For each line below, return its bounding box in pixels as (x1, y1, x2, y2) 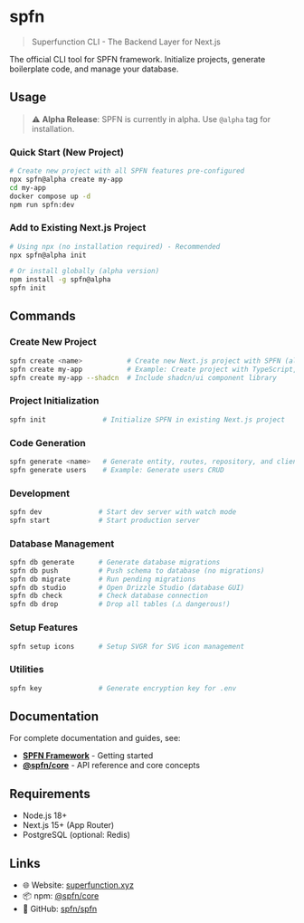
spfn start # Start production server (9, 516, 201, 525)
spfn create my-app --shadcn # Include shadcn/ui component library (9, 373, 278, 382)
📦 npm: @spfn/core (22, 890, 100, 901)
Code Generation (9, 436, 86, 449)
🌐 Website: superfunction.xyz (22, 880, 134, 890)
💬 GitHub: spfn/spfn (22, 903, 98, 914)
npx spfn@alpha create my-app (9, 175, 124, 184)
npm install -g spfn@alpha (9, 275, 111, 284)
